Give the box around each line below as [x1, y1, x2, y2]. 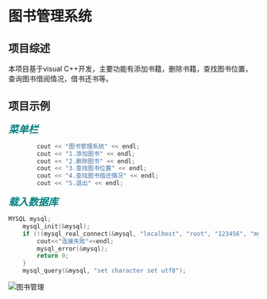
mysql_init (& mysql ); [22, 222, 91, 231]
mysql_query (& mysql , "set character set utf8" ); [22, 267, 187, 275]
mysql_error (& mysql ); [37, 244, 109, 253]
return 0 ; [37, 252, 69, 260]
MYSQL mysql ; [8, 216, 52, 223]
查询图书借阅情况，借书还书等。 [8, 74, 113, 83]
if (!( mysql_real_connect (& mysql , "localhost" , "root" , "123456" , [22, 230, 247, 238]
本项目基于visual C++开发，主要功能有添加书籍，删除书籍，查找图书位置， [8, 64, 253, 73]
